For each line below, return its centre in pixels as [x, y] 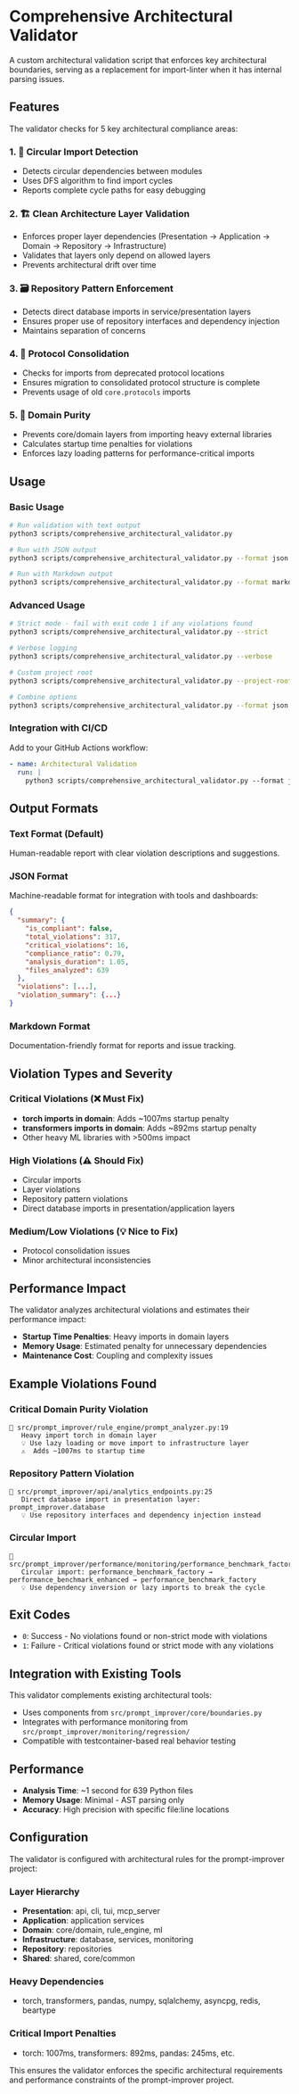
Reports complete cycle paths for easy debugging [114, 190]
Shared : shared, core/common [78, 1958]
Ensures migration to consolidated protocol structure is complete [141, 382]
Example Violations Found [83, 1383]
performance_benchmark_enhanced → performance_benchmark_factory [133, 1580]
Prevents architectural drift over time [89, 265]
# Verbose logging [43, 649]
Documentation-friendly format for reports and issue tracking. [123, 1046]
